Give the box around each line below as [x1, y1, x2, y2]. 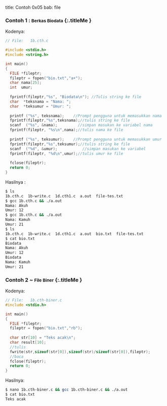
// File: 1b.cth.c [5, 38, 49, 44]
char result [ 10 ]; [10, 340, 47, 345]
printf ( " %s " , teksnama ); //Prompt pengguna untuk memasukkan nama [10, 113, 162, 118]
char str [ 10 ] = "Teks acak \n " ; [10, 335, 76, 341]
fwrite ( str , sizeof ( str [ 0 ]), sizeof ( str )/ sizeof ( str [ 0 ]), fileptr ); [10, 349, 151, 354]
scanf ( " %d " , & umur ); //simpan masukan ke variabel [10, 146, 146, 151]
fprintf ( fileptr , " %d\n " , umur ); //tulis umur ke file [10, 151, 123, 156]
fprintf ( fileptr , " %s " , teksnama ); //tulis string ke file [10, 118, 130, 123]
